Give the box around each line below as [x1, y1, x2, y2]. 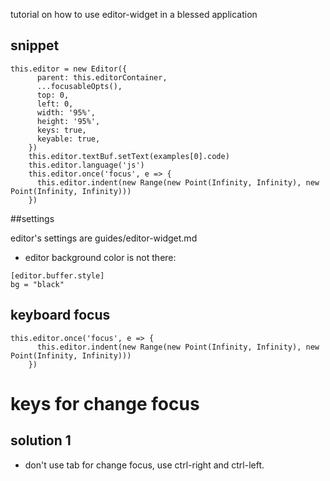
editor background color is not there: [24, 251, 177, 263]
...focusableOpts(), [36, 81, 123, 91]
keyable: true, [36, 134, 101, 144]
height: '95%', [36, 116, 101, 126]
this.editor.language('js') [28, 160, 145, 170]
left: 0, [36, 99, 74, 109]
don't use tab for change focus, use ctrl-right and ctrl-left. [24, 459, 265, 471]
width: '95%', [36, 107, 97, 118]
